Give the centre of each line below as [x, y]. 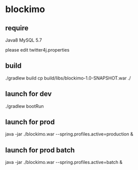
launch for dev [29, 94]
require [17, 28]
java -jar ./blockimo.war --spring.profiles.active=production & [69, 134]
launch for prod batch [40, 150]
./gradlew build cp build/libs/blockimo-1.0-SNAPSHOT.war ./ [68, 78]
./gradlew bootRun [25, 106]
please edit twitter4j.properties [37, 50]
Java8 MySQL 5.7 [24, 40]
